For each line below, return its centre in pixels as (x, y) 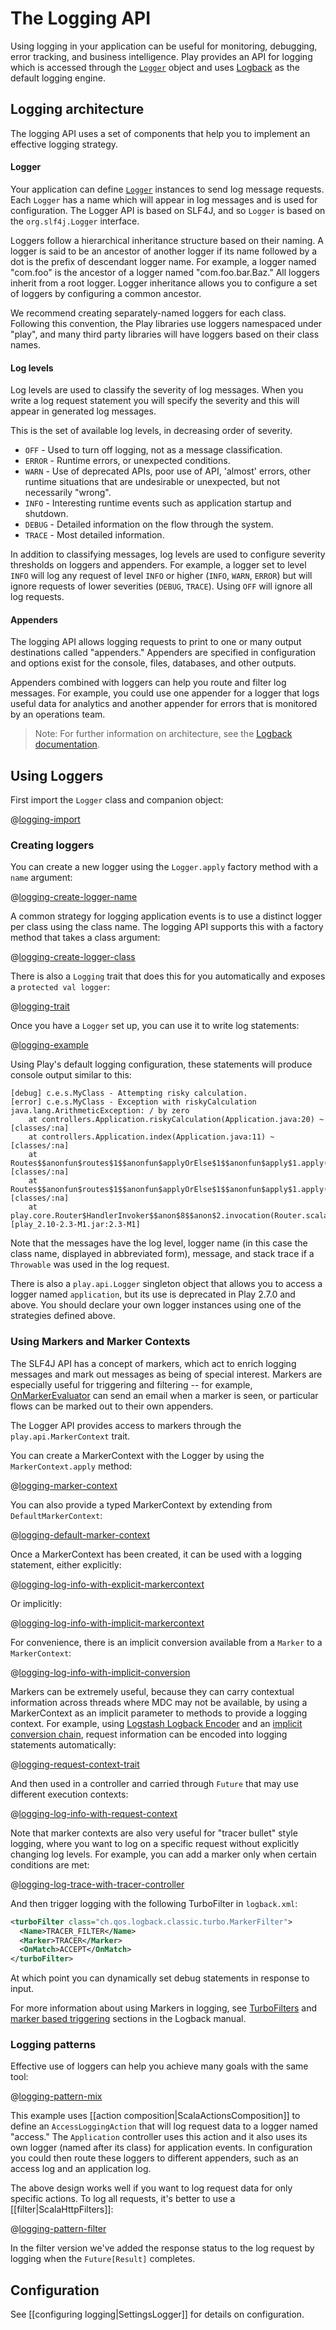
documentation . (67, 744)
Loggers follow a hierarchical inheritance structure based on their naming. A (167, 240)
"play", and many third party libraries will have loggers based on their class (165, 334)
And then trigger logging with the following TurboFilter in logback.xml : (154, 1903)
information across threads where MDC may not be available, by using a (159, 1702)
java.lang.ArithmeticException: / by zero (100, 1111)
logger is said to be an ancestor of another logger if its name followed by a (164, 251)
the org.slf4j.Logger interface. (75, 221)
